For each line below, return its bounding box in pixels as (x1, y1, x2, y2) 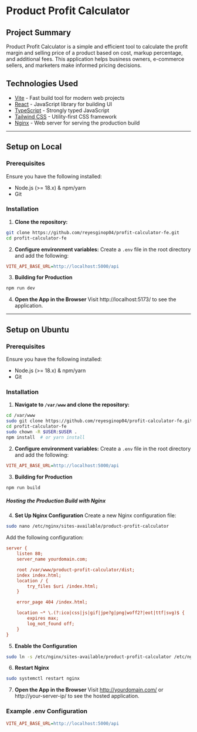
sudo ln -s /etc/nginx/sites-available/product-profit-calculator (6, 653, 172, 660)
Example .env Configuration (6, 707, 88, 716)
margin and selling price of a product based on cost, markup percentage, (6, 49, 183, 56)
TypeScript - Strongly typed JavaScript (14, 107, 110, 114)
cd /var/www (6, 413, 35, 419)
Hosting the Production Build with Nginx (6, 497, 106, 504)
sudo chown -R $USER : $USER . (6, 429, 77, 435)
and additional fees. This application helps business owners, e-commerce (6, 56, 185, 62)
